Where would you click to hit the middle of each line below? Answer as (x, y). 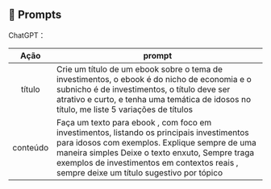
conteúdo (31, 147)
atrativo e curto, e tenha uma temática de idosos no (154, 99)
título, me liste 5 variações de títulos (125, 109)
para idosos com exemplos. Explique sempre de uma (156, 142)
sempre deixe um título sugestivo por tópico (140, 172)
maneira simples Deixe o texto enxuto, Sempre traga (155, 152)
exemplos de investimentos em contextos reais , (147, 162)
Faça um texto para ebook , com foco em (134, 122)
